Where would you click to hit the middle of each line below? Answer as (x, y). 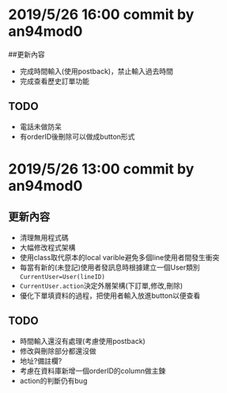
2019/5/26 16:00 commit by (101, 15)
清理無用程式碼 (44, 237)
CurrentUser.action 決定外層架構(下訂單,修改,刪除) (101, 285)
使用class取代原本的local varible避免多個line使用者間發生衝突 (119, 257)
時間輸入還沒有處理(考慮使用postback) (83, 341)
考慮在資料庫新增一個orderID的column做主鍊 (93, 371)
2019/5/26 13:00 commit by (101, 169)
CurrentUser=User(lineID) (62, 277)
